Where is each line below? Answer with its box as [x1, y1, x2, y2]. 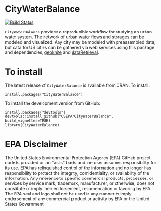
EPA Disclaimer [5, 139, 68, 150]
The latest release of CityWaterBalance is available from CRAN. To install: [5, 82, 150, 88]
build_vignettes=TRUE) [5, 118, 51, 123]
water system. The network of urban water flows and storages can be [5, 34, 144, 40]
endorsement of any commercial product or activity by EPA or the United [5, 195, 150, 202]
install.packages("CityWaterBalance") [5, 92, 83, 97]
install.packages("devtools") [5, 110, 66, 114]
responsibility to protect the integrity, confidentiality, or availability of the [5, 170, 150, 176]
